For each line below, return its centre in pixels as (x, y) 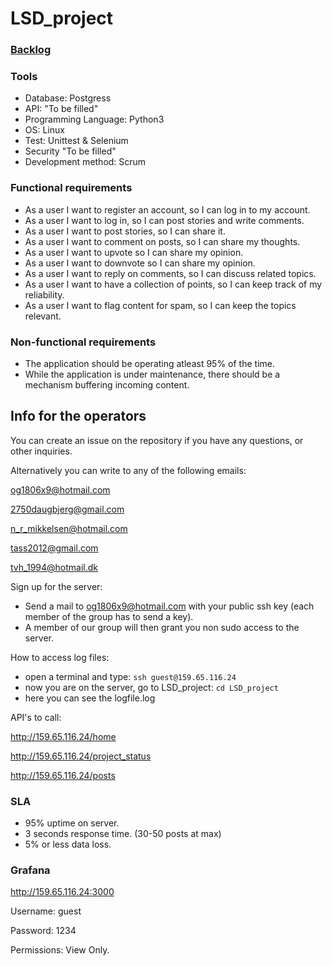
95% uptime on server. (72, 823)
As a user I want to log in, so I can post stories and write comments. (164, 220)
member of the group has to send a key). (109, 616)
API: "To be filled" (61, 109)
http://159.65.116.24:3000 (62, 892)
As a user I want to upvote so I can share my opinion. (134, 252)
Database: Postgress (68, 98)
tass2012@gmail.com (54, 548)
